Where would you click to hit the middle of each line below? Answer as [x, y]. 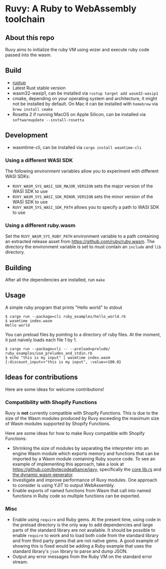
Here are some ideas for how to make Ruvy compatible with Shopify [75, 433]
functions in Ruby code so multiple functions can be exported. [76, 496]
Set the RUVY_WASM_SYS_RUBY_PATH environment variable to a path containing [82, 236]
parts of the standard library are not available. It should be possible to [84, 530]
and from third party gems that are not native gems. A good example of [85, 541]
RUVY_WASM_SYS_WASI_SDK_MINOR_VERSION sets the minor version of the [83, 196]
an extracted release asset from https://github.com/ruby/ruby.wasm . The [80, 242]
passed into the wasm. [28, 55]
